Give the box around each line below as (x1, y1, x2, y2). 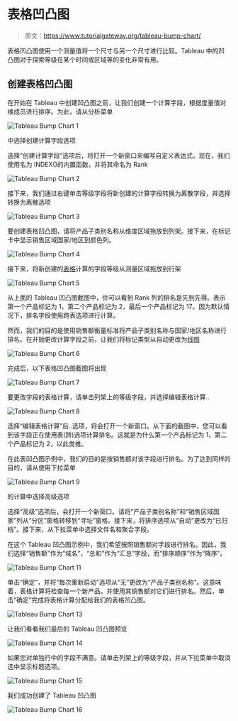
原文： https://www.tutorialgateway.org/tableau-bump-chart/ (24, 31, 201, 40)
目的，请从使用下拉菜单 (7, 463, 76, 472)
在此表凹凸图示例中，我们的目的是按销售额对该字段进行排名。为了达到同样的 (7, 454, 231, 462)
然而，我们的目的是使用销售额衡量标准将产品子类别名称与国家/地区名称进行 (7, 326, 227, 335)
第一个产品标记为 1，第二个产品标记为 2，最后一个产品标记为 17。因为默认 (7, 302, 224, 310)
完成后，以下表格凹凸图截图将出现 (7, 364, 107, 372)
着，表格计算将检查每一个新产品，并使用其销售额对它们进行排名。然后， (7, 587, 218, 595)
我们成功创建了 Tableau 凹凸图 (7, 690, 97, 700)
